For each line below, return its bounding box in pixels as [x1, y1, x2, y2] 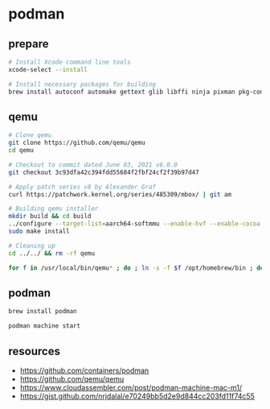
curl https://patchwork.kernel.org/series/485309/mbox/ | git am [8, 190, 231, 198]
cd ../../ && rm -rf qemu [8, 249, 95, 258]
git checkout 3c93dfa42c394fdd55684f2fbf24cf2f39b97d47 [8, 168, 199, 176]
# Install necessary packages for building [8, 80, 157, 89]
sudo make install [8, 227, 70, 236]
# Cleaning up [8, 242, 56, 250]
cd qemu [8, 147, 35, 155]
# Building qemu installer [8, 204, 99, 213]
